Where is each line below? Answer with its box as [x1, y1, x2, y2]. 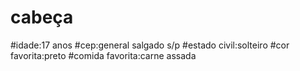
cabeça [10, 6, 74, 29]
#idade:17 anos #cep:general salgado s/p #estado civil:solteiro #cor [10, 39, 290, 51]
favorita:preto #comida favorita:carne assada [10, 49, 197, 61]
